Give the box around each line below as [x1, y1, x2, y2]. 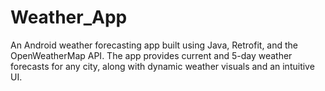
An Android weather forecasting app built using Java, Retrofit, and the [10, 39, 299, 51]
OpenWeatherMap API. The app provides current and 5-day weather [10, 49, 293, 61]
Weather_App [10, 6, 128, 29]
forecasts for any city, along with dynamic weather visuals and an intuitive [10, 60, 315, 72]
